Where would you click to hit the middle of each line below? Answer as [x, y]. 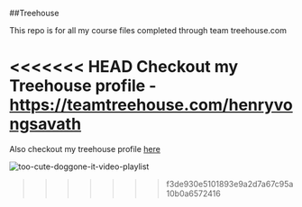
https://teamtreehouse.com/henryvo [151, 105]
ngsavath [46, 124]
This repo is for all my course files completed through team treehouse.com [148, 30]
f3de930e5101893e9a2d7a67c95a [230, 184]
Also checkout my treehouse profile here [85, 148]
